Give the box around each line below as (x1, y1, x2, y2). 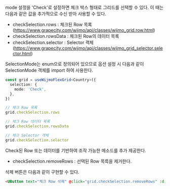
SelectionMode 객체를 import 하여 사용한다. (5, 67, 94, 73)
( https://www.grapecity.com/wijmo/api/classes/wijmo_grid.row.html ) (12, 27, 155, 33)
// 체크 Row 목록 (5, 105, 38, 110)
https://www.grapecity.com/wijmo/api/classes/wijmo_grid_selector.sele (14, 45, 163, 51)
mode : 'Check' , (14, 86, 47, 92)
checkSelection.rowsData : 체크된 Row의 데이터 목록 (12, 33, 119, 39)
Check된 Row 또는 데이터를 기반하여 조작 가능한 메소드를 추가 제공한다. (5, 147, 147, 153)
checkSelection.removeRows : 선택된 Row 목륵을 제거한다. (12, 158, 132, 164)
